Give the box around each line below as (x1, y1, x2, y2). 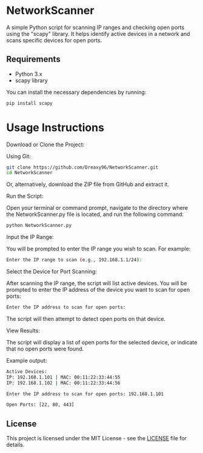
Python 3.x (15, 70, 42, 78)
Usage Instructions (6, 121, 105, 134)
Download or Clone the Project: (6, 141, 85, 148)
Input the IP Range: (6, 233, 54, 241)
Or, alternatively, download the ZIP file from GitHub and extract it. (6, 181, 170, 188)
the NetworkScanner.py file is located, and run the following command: (6, 210, 184, 218)
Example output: (6, 357, 47, 364)
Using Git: (6, 152, 32, 159)
